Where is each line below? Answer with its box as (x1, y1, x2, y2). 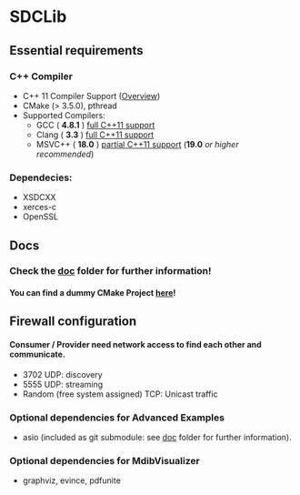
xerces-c (22, 202, 57, 213)
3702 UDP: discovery (22, 369, 103, 379)
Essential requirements (9, 43, 144, 58)
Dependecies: (9, 171, 73, 184)
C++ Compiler (9, 70, 73, 83)
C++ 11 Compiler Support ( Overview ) (22, 90, 161, 101)
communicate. (9, 349, 66, 360)
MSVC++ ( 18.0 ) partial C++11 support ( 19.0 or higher (35, 138, 239, 149)
